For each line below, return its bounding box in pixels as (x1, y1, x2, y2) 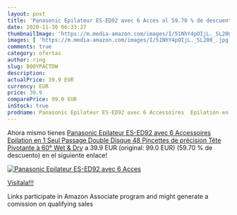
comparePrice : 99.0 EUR (7, 96, 78, 103)
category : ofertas (7, 50, 61, 57)
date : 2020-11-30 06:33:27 (7, 23, 87, 30)
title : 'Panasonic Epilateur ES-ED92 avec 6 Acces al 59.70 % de (7, 17, 203, 24)
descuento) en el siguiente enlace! (7, 151, 108, 159)
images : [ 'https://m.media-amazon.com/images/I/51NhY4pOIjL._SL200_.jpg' (7, 37, 232, 44)
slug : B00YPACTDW (7, 63, 59, 70)
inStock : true (7, 103, 49, 110)
